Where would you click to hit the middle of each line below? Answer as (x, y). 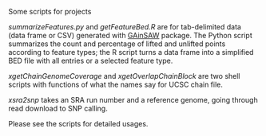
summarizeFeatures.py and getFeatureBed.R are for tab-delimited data (125, 27)
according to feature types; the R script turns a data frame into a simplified (131, 52)
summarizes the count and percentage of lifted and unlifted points (117, 44)
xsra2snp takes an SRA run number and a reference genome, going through (133, 100)
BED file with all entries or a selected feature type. (91, 60)
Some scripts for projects (50, 12)
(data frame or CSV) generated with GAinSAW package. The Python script (131, 35)
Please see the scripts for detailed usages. (78, 124)
